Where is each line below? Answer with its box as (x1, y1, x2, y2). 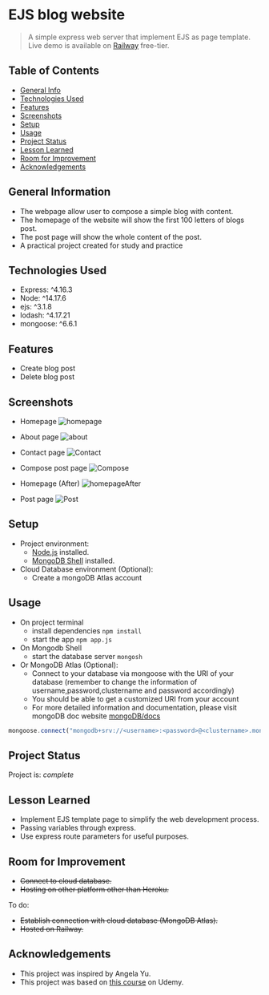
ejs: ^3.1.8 (19, 302, 52, 312)
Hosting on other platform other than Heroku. (19, 884, 170, 894)
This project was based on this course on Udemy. (19, 977, 184, 987)
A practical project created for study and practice (19, 241, 183, 250)
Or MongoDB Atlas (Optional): (19, 660, 118, 669)
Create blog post (19, 363, 76, 374)
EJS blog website (8, 6, 126, 24)
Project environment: (19, 539, 90, 548)
